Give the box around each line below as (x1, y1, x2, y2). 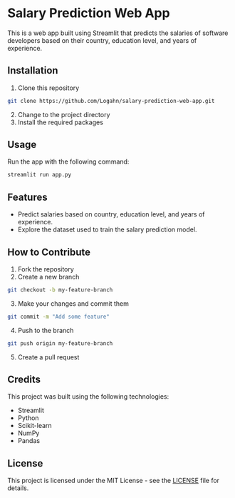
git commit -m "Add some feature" (7, 313, 110, 320)
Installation (7, 64, 58, 76)
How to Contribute (7, 246, 91, 258)
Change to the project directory (17, 110, 110, 119)
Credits (7, 373, 41, 385)
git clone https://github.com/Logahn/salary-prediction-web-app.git (7, 97, 215, 104)
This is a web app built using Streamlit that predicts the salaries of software (7, 29, 229, 37)
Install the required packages (17, 118, 103, 126)
